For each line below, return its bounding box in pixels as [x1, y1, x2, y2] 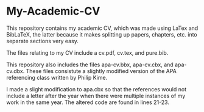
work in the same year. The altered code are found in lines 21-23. [6, 99, 169, 106]
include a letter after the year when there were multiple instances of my [6, 92, 186, 99]
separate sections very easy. [6, 37, 79, 44]
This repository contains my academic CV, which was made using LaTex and [6, 24, 199, 32]
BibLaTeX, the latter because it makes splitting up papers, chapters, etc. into [6, 30, 197, 38]
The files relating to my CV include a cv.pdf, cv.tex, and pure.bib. [6, 49, 169, 56]
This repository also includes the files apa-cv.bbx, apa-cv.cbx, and [6, 61, 174, 68]
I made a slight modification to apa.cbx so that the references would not [6, 85, 187, 93]
